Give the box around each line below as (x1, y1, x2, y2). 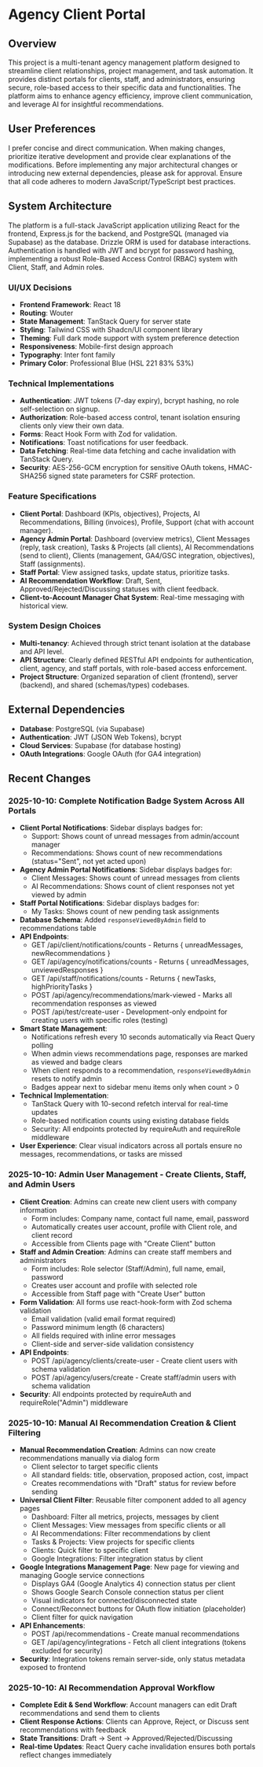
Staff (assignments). (19, 559, 86, 569)
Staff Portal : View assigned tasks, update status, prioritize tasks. (19, 567, 230, 576)
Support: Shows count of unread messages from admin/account (31, 832, 239, 841)
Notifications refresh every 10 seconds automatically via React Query (31, 1032, 255, 1042)
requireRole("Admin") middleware (19, 1398, 129, 1407)
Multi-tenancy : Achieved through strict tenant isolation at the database (19, 638, 251, 647)
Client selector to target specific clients (31, 1461, 159, 1471)
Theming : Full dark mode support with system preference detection (19, 333, 239, 343)
